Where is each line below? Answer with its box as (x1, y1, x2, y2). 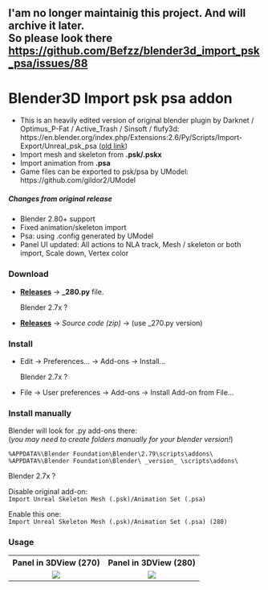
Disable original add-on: (8, 487, 88, 497)
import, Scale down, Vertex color (19, 249, 129, 258)
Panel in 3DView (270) (12, 557, 100, 568)
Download (8, 269, 50, 280)
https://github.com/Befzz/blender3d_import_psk (8, 44, 260, 58)
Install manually (8, 407, 72, 419)
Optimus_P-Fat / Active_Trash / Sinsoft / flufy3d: (19, 124, 180, 134)
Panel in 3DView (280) (108, 557, 196, 568)
